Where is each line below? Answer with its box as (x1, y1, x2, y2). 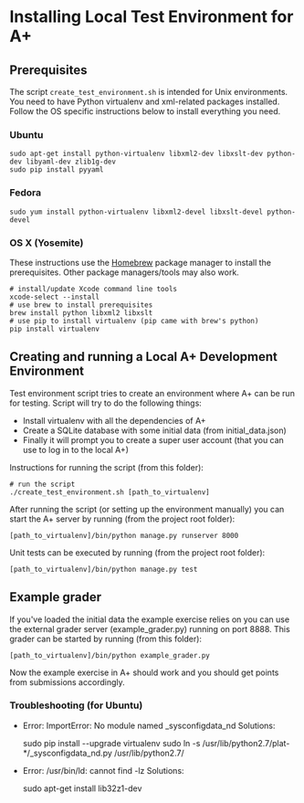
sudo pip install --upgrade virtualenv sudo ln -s (22, 737, 201, 748)
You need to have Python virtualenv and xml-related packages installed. (9, 96, 280, 107)
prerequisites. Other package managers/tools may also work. (9, 267, 239, 278)
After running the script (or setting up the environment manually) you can (9, 503, 285, 514)
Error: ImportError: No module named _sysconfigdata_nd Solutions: (22, 720, 276, 731)
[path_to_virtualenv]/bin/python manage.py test (9, 565, 198, 574)
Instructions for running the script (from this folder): (9, 461, 204, 472)
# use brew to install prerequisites (9, 300, 153, 310)
